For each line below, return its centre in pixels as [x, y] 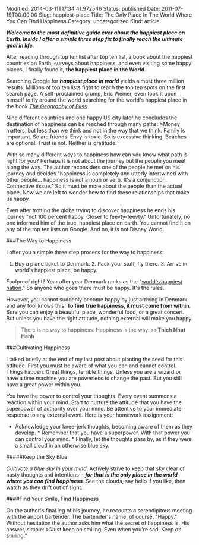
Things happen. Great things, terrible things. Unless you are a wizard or [94, 372]
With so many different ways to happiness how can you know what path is [97, 155]
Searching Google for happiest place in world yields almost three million [95, 81]
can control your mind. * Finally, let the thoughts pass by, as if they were [103, 439]
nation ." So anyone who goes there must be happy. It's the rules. [85, 288]
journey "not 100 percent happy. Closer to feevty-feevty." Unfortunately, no [98, 217]
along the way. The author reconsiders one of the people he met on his [93, 167]
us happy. [18, 199]
